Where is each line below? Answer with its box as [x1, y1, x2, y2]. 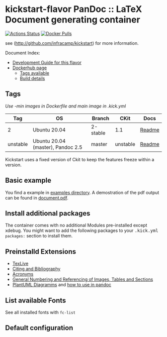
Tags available [19, 70, 50, 76]
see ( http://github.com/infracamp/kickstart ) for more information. [5, 40, 139, 46]
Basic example [5, 176, 51, 185]
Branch [91, 114, 109, 121]
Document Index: [5, 50, 41, 56]
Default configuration [5, 324, 74, 332]
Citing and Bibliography [12, 266, 61, 272]
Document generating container [5, 14, 141, 25]
